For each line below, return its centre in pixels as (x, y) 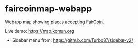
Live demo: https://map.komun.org (39, 31)
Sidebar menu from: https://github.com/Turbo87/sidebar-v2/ (72, 40)
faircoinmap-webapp (48, 9)
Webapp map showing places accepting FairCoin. (54, 22)
